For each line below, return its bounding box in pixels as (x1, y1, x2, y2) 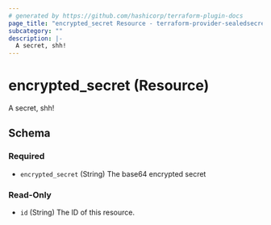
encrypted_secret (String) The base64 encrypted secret (19, 169, 206, 178)
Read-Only (8, 189, 52, 200)
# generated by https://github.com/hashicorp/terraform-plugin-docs (8, 11, 244, 20)
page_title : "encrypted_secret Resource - (8, 19, 153, 27)
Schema (8, 127, 51, 140)
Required (8, 151, 45, 162)
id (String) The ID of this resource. (19, 207, 135, 218)
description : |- (8, 34, 63, 43)
